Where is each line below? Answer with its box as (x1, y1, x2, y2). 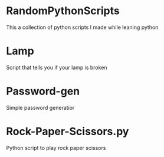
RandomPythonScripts (6, 4, 120, 18)
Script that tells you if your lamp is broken (6, 64, 107, 71)
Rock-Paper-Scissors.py (6, 125, 129, 138)
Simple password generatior (6, 104, 75, 111)
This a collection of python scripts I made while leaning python (6, 24, 159, 31)
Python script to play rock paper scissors (6, 144, 106, 151)
